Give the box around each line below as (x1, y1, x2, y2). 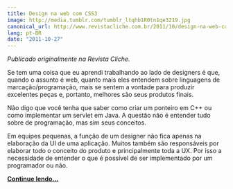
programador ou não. (7, 161, 68, 170)
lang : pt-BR (7, 29, 42, 37)
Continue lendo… (7, 174, 59, 183)
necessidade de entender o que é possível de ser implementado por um (7, 154, 213, 163)
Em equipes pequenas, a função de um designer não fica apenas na (7, 132, 202, 141)
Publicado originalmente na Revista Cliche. (7, 55, 130, 63)
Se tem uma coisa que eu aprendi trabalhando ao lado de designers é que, (7, 69, 221, 77)
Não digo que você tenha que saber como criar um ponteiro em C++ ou (7, 104, 212, 112)
